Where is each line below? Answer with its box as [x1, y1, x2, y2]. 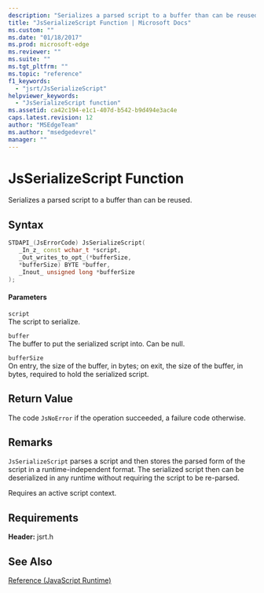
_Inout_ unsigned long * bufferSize [18, 268, 135, 276]
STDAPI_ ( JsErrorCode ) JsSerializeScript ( [8, 239, 146, 247]
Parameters [8, 292, 47, 302]
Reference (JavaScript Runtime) [8, 575, 112, 585]
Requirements [8, 511, 79, 525]
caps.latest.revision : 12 [8, 114, 93, 122]
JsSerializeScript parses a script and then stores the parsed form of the [8, 456, 246, 466]
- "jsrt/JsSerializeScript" [15, 84, 108, 93]
